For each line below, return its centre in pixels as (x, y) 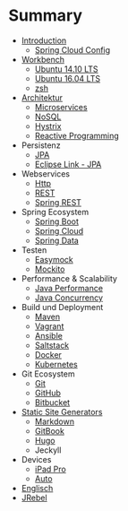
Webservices (46, 173)
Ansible (49, 335)
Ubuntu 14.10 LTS (67, 69)
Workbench (43, 59)
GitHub (48, 393)
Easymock (54, 259)
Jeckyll (48, 450)
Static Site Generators (62, 411)
